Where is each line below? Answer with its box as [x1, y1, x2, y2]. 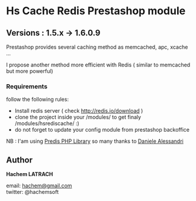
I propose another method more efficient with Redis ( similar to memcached [6, 61, 191, 68]
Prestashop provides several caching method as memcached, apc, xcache [6, 43, 188, 50]
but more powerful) [6, 68, 53, 75]
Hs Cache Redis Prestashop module [6, 4, 186, 18]
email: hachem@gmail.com [6, 182, 72, 189]
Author [6, 155, 33, 165]
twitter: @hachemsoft [6, 189, 59, 196]
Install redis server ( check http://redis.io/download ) [14, 107, 143, 114]
